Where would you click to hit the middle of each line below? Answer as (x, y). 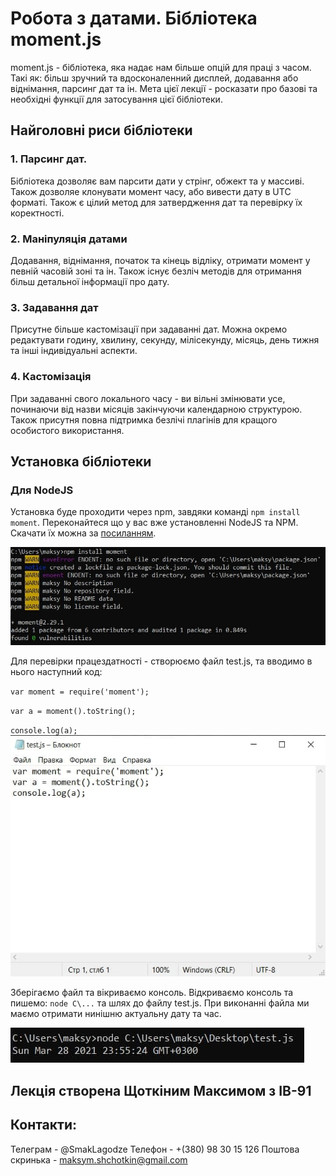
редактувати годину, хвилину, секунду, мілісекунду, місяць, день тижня (165, 340)
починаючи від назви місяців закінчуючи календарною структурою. (156, 409)
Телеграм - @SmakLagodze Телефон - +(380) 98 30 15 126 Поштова (155, 1149)
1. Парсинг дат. (49, 159)
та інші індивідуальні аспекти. (74, 351)
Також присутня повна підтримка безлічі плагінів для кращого (144, 419)
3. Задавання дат (54, 307)
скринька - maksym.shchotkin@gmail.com (99, 1159)
